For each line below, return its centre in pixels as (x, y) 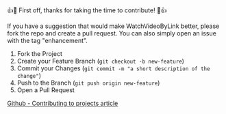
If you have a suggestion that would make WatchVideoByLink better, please (113, 26)
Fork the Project (40, 54)
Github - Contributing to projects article (63, 103)
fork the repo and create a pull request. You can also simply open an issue (112, 33)
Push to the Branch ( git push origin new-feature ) (88, 83)
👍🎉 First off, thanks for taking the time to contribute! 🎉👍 (87, 10)
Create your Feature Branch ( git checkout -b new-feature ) (101, 61)
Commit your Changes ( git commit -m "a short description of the (113, 68)
